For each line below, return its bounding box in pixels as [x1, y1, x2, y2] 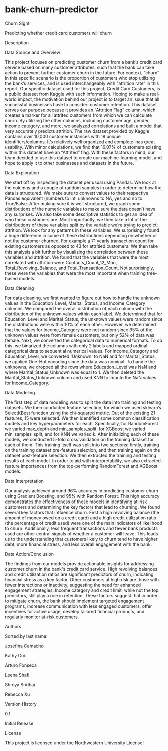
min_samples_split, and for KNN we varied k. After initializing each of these [5, 431, 159, 437]
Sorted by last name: [5, 633, 48, 639]
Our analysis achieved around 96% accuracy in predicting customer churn [5, 487, 159, 494]
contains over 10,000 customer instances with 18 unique [5, 133, 121, 139]
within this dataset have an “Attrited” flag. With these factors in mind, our [5, 149, 155, 155]
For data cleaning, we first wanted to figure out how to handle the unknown [5, 295, 160, 301]
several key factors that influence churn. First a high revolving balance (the [5, 509, 160, 515]
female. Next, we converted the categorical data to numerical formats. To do [5, 337, 162, 343]
